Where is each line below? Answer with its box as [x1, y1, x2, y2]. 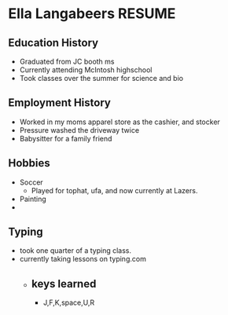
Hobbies [8, 156, 51, 170]
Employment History [8, 96, 112, 110]
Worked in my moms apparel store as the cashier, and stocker [19, 117, 220, 126]
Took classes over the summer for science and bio [19, 74, 183, 82]
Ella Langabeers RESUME [8, 5, 176, 23]
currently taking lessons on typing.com [19, 255, 147, 264]
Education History [8, 36, 99, 49]
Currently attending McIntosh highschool [19, 65, 153, 75]
